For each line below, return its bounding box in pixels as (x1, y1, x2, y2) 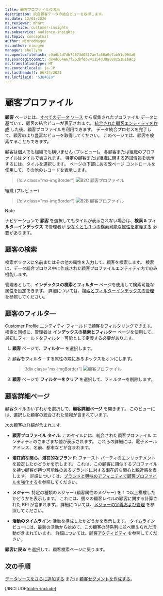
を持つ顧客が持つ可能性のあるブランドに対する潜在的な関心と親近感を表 (12, 467, 157, 473)
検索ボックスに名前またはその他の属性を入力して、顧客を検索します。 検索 (5, 259, 154, 265)
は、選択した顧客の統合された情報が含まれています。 (5, 412, 111, 418)
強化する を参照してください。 (20, 479, 80, 485)
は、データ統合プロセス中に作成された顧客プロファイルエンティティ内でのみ (5, 265, 158, 271)
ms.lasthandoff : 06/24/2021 (5, 70, 62, 75)
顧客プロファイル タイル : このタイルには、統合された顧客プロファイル (12, 432, 152, 438)
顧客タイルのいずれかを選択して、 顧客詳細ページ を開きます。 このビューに (5, 406, 156, 412)
